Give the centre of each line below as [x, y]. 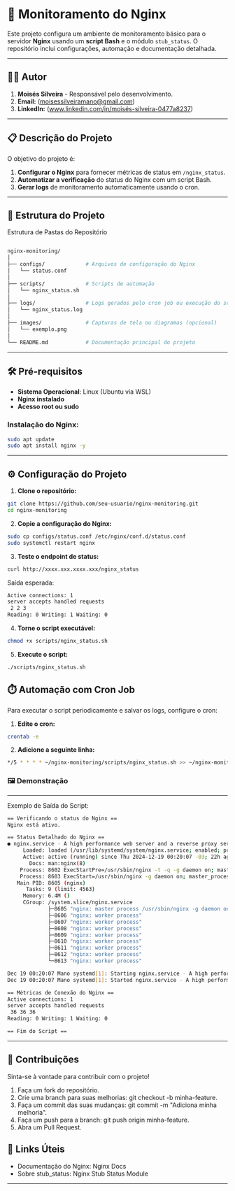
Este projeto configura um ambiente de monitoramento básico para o [107, 34]
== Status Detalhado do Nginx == [56, 837]
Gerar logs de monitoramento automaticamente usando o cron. [108, 187]
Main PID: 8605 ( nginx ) [51, 883]
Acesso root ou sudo [48, 407]
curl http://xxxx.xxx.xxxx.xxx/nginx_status [73, 569]
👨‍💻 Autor [27, 77]
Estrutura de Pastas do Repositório [57, 232]
